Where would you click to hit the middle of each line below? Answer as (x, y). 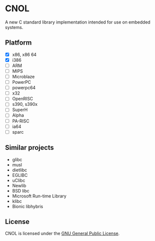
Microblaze (23, 77)
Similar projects (29, 148)
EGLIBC (20, 175)
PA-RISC (21, 121)
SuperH (20, 110)
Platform (19, 43)
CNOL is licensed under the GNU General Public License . (62, 234)
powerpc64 (24, 88)
